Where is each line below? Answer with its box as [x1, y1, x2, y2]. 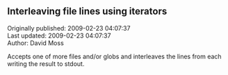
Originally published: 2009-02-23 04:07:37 [7, 24, 131, 32]
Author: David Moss [7, 38, 64, 47]
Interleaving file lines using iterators [7, 6, 168, 17]
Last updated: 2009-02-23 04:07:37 [7, 31, 111, 40]
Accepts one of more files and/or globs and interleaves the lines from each [7, 52, 222, 60]
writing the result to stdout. [7, 59, 85, 68]
